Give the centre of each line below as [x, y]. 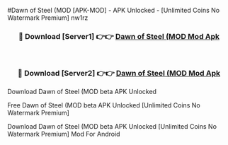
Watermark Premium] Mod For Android [64, 134]
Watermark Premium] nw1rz [48, 18]
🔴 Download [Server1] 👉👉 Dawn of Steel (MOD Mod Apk [119, 36]
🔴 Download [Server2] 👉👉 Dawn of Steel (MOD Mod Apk [119, 74]
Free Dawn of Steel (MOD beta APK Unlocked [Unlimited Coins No [104, 105]
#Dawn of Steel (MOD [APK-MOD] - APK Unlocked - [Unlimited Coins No [114, 10]
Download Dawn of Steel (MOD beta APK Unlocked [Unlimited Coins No [112, 126]
